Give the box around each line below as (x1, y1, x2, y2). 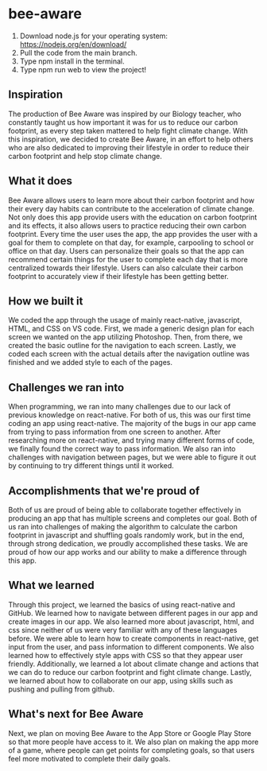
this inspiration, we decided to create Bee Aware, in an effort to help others (8, 134, 253, 144)
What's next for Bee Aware (8, 707, 144, 721)
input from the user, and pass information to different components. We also (8, 641, 254, 652)
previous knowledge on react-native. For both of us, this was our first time (8, 410, 251, 420)
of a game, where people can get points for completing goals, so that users (8, 745, 255, 755)
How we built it (8, 294, 83, 308)
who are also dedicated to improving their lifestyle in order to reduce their (8, 142, 250, 152)
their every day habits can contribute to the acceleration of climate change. (8, 203, 255, 213)
